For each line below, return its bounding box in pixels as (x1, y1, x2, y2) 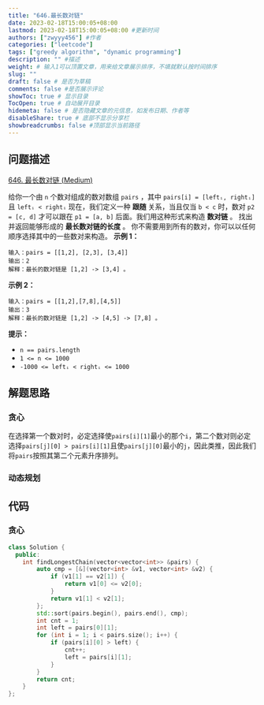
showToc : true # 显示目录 (8, 92, 89, 100)
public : (15, 550, 41, 558)
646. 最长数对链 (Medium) (8, 175, 93, 185)
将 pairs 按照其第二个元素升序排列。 (8, 451, 123, 461)
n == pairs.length (19, 346, 80, 354)
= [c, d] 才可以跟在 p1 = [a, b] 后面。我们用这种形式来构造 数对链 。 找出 (8, 211, 253, 221)
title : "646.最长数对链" (8, 11, 84, 20)
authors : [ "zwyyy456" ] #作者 (8, 33, 102, 42)
